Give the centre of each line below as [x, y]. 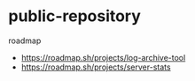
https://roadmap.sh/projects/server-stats [96, 67]
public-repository [74, 16]
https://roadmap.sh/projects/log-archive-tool [103, 57]
